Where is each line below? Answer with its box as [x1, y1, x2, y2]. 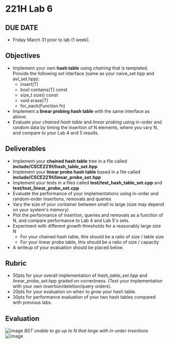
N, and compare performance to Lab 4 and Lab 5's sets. [12, 217, 130, 224]
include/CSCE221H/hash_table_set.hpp [12, 163, 98, 169]
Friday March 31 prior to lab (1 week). [12, 37, 90, 43]
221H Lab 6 [5, 3, 53, 15]
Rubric [5, 259, 27, 268]
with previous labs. [12, 299, 52, 305]
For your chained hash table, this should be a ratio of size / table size [20, 233, 164, 239]
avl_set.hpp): [12, 76, 39, 82]
